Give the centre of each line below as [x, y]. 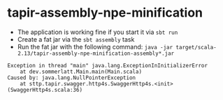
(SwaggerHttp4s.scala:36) [45, 90]
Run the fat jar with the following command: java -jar [95, 47]
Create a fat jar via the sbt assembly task [76, 39]
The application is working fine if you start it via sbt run [98, 32]
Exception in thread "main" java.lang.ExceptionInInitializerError [108, 65]
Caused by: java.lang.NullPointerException [72, 78]
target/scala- [196, 47]
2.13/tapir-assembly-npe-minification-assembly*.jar [96, 53]
